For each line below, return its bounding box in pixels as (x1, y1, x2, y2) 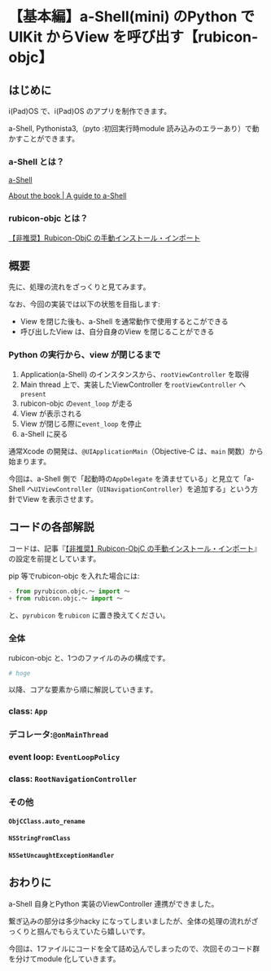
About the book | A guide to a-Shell (8, 191, 127, 200)
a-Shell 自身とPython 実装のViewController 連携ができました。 (8, 899, 219, 908)
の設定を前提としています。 (8, 553, 101, 563)
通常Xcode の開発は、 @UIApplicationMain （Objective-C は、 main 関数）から (8, 446, 264, 456)
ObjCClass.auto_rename (8, 817, 85, 825)
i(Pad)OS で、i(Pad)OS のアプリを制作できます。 (8, 107, 172, 116)
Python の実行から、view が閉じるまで (8, 349, 161, 361)
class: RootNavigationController (8, 773, 138, 784)
